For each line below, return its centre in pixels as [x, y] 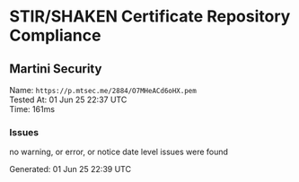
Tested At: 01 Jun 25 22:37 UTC [68, 100]
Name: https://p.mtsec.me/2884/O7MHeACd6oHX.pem [103, 90]
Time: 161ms [32, 109]
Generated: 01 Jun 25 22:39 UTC [70, 169]
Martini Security [56, 69]
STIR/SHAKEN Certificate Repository [150, 17]
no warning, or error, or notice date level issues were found [119, 152]
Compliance [55, 35]
